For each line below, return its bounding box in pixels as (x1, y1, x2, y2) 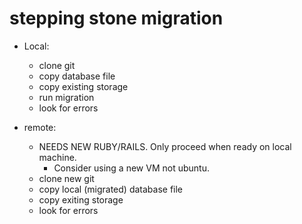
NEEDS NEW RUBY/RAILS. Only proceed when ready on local (38, 140, 292, 152)
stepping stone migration (9, 7, 224, 30)
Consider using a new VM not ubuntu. (53, 162, 210, 174)
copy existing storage (38, 80, 129, 92)
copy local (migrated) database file (38, 183, 184, 195)
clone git (38, 59, 76, 71)
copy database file (38, 70, 116, 82)
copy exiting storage (38, 193, 124, 206)
